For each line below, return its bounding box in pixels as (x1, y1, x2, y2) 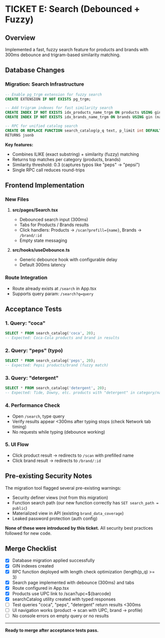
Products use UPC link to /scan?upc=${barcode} (12, 590, 111, 597)
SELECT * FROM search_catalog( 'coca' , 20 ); (5, 331, 96, 336)
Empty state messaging (19, 237, 67, 243)
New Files (5, 196, 29, 202)
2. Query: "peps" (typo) (5, 347, 63, 354)
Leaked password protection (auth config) (12, 515, 98, 521)
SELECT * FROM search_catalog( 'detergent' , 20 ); (5, 386, 107, 391)
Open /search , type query (12, 413, 65, 419)
